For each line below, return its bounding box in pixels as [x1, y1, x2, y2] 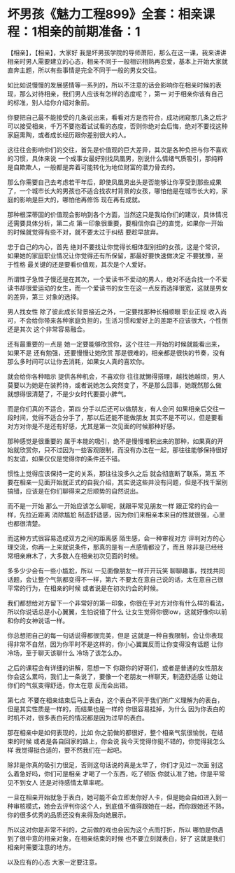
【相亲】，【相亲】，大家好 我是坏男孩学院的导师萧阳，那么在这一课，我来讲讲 [7, 48, 227, 57]
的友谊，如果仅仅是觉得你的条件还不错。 [7, 454, 124, 463]
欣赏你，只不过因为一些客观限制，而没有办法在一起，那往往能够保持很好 [19, 445, 228, 454]
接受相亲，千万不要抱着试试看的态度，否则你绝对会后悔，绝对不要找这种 [19, 122, 228, 130]
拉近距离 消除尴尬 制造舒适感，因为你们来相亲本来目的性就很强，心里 [25, 510, 225, 519]
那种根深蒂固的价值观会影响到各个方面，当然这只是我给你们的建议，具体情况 [7, 210, 228, 218]
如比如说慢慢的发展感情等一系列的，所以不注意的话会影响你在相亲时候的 [7, 81, 215, 89]
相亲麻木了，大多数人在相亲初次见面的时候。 [13, 551, 142, 560]
